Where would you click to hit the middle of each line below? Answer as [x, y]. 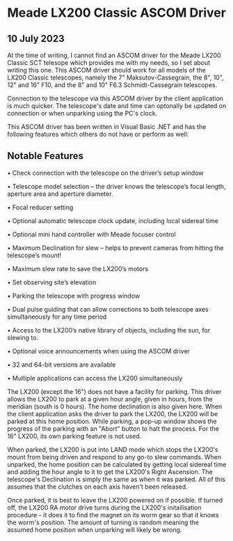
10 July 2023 [36, 39]
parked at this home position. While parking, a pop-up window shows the [112, 421]
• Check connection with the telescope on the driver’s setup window [105, 173]
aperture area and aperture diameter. [60, 194]
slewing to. [23, 337]
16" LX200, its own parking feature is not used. [74, 436]
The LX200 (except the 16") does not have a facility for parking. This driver [114, 391]
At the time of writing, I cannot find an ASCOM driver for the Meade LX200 [114, 55]
